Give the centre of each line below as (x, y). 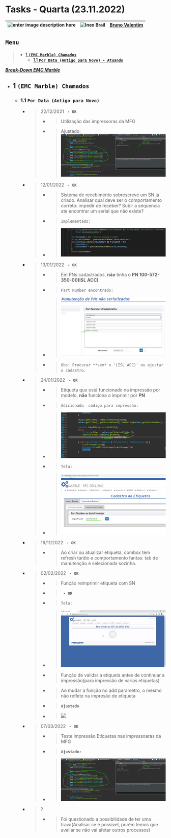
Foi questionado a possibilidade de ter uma (106, 819)
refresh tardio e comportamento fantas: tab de (109, 557)
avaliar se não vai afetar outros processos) (106, 830)
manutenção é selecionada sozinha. (98, 563)
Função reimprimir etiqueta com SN (98, 583)
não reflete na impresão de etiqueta (98, 695)
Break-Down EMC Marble (33, 69)
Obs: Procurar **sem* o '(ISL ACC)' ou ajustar (112, 365)
